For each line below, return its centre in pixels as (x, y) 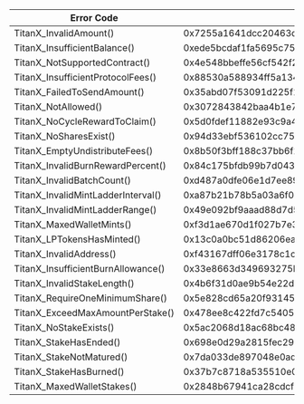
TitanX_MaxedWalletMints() (73, 224)
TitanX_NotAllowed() (58, 106)
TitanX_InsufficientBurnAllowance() (90, 269)
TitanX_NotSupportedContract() (82, 63)
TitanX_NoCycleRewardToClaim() (85, 121)
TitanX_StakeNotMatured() (71, 357)
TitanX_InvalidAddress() (65, 254)
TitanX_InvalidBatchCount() (72, 180)
